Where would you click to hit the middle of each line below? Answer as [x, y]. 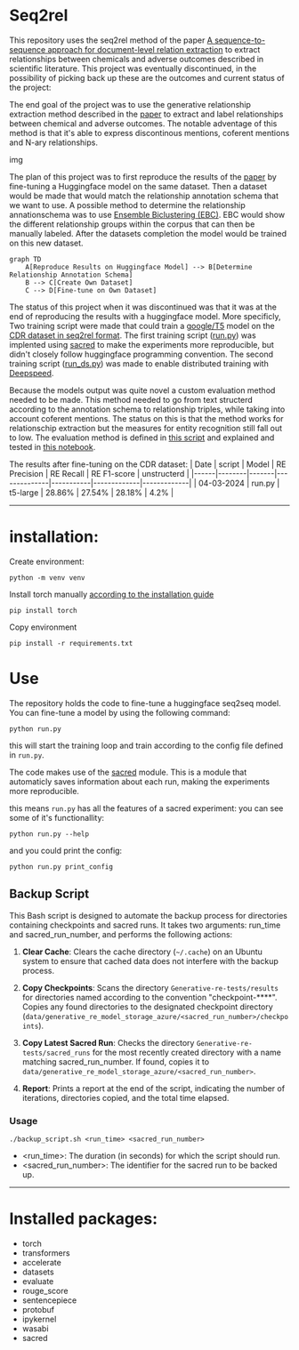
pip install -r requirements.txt [71, 643]
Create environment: [47, 561]
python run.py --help [49, 834]
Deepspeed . [32, 373]
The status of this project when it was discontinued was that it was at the [143, 307]
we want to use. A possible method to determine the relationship [128, 205]
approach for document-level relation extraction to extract [154, 49]
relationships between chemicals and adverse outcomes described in [137, 59]
